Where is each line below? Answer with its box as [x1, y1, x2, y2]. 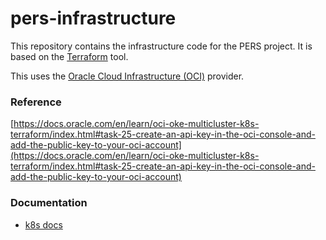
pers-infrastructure [10, 7, 177, 30]
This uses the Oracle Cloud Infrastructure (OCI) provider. [10, 70, 245, 82]
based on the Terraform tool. [10, 50, 129, 62]
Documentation [10, 196, 88, 210]
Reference [10, 95, 62, 109]
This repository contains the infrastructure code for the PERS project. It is [10, 40, 313, 52]
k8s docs [24, 218, 63, 231]
